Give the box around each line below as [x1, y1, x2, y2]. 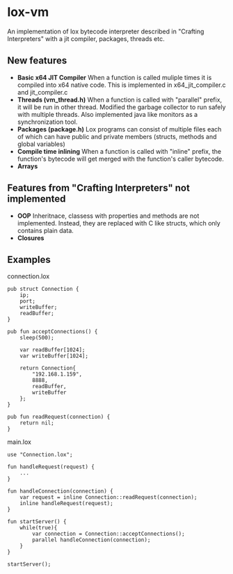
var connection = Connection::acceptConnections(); [32, 530, 186, 538]
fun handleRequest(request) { [7, 463, 95, 470]
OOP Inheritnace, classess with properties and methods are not [17, 212, 200, 220]
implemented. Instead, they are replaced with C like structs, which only [17, 218, 220, 227]
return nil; [19, 420, 54, 426]
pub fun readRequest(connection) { [7, 413, 111, 421]
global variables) [17, 140, 66, 148]
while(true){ [19, 525, 58, 532]
